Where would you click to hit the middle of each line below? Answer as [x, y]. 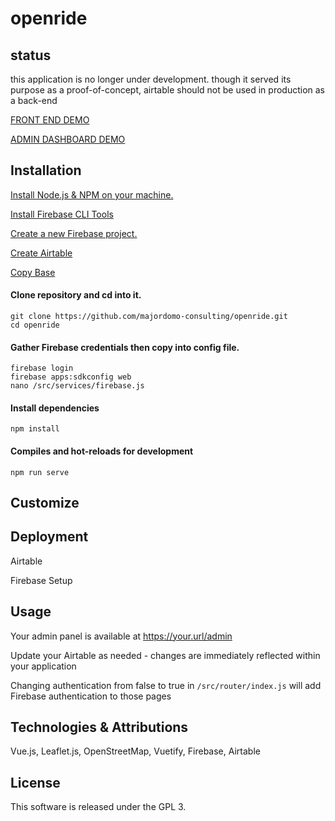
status [31, 55]
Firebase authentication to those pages [91, 696]
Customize [45, 503]
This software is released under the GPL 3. [98, 807]
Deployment [49, 537]
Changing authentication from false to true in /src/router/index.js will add [166, 685]
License [35, 782]
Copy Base [33, 272]
